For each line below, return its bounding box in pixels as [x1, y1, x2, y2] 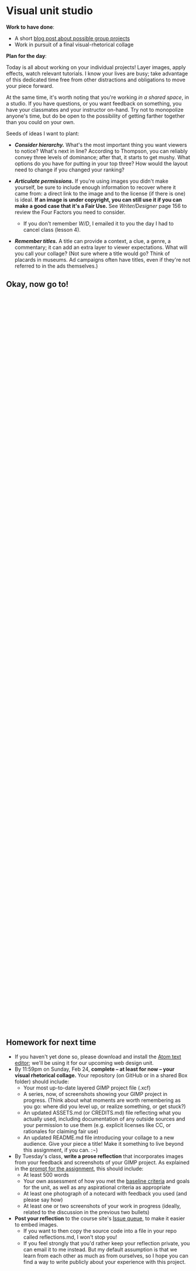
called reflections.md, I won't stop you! [23, 1234, 118, 1241]
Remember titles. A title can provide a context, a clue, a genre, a [14, 237, 171, 244]
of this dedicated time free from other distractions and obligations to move [6, 76, 185, 83]
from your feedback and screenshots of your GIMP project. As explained [14, 1159, 190, 1166]
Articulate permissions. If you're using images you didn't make [14, 177, 169, 184]
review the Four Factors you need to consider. [14, 208, 126, 215]
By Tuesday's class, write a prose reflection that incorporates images [14, 1152, 184, 1160]
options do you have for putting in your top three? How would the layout [14, 160, 188, 167]
